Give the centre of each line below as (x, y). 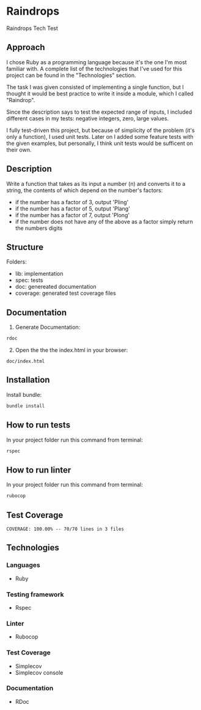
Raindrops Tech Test (32, 28)
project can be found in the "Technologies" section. (71, 75)
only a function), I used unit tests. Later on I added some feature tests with (100, 136)
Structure (25, 247)
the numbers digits (39, 228)
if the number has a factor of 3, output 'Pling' (72, 202)
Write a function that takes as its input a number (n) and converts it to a (96, 183)
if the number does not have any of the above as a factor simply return (104, 221)
